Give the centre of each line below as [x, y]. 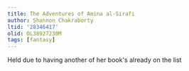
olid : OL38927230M [34, 33]
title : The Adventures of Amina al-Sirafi [71, 14]
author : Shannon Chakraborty [50, 20]
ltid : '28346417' [33, 27]
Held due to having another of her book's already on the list [94, 60]
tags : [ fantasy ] [31, 40]
